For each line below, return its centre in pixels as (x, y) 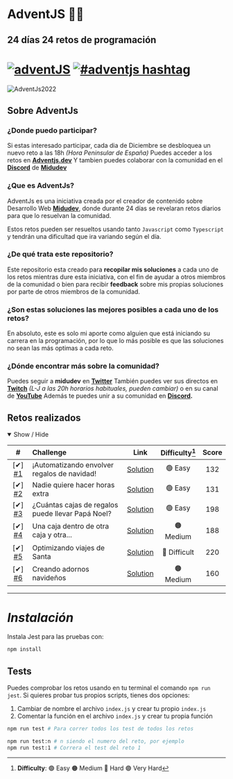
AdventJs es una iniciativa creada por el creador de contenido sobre (105, 201)
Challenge (50, 452)
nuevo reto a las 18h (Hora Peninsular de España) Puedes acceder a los (110, 153)
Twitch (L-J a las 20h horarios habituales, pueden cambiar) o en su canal (113, 389)
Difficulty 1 (178, 452)
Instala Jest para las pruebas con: (55, 637)
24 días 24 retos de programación (82, 40)
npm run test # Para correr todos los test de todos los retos (101, 729)
